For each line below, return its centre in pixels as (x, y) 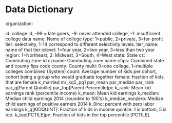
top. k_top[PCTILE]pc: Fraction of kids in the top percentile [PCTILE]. (78, 115)
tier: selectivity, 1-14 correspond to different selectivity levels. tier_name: (82, 44)
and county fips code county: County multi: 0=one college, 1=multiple (79, 66)
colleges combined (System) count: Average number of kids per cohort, (81, 71)
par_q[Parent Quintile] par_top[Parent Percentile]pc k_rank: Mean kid (78, 87)
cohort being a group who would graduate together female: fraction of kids (85, 77)
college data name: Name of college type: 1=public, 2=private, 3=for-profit (84, 39)
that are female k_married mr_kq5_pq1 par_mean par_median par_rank (80, 82)
